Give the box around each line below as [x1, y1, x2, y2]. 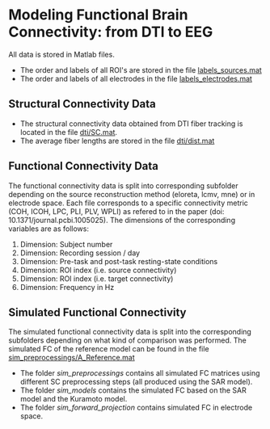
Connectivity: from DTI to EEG [8, 23, 213, 41]
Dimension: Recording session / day [19, 248, 140, 258]
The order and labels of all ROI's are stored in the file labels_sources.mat [19, 65, 263, 74]
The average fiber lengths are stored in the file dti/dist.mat [19, 136, 215, 145]
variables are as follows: [8, 224, 89, 233]
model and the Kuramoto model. [19, 394, 128, 404]
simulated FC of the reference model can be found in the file [8, 344, 209, 354]
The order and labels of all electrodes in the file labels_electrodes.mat [19, 74, 253, 83]
